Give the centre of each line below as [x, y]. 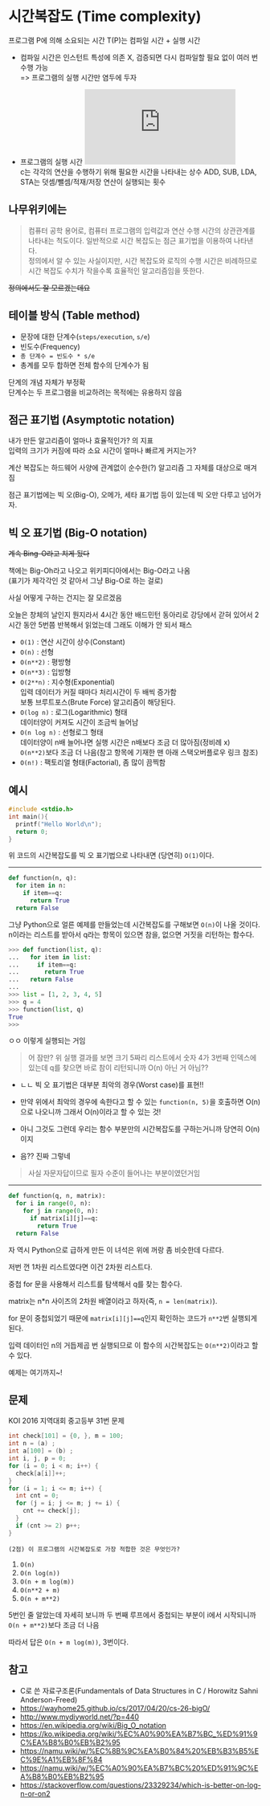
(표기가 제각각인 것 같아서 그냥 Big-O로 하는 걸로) [86, 581]
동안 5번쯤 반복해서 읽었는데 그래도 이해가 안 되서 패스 [108, 625]
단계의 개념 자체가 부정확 [47, 382]
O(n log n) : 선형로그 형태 [61, 733]
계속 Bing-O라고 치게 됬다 [49, 554]
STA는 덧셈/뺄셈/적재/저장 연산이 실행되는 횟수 [93, 182]
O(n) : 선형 [37, 652]
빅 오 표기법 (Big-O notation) [78, 532]
